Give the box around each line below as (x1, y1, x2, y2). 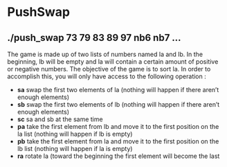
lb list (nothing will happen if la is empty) (17, 145, 133, 152)
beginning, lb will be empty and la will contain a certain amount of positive (7, 58, 219, 66)
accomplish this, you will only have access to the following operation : (7, 72, 206, 80)
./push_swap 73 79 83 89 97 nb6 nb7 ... (7, 32, 181, 44)
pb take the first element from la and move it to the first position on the (17, 137, 219, 146)
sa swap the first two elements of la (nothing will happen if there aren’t (17, 86, 219, 94)
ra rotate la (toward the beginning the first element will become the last (17, 152, 220, 160)
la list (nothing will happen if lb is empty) (17, 130, 133, 138)
